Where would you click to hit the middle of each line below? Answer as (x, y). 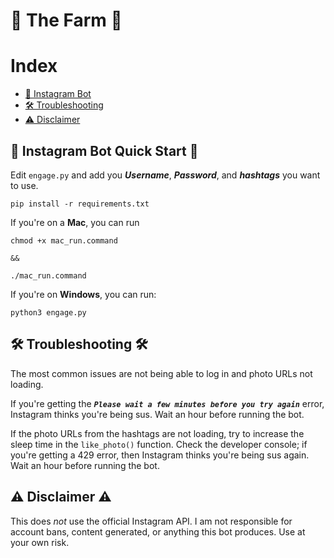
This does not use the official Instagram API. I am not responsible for (151, 521)
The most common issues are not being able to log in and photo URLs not (161, 373)
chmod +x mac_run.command (64, 240)
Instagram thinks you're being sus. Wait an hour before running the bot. (157, 414)
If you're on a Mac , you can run (75, 222)
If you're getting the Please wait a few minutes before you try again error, (167, 403)
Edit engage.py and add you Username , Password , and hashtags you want (165, 175)
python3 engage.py (48, 312)
